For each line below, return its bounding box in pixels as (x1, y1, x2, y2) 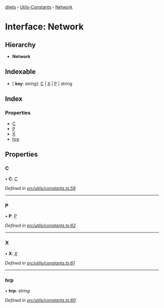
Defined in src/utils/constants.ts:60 (5, 297, 76, 303)
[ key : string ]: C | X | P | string (12, 81, 72, 86)
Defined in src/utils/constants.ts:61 (5, 260, 75, 266)
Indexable (5, 68, 36, 76)
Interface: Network (5, 21, 84, 32)
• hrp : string (5, 288, 30, 294)
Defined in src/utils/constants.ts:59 (5, 185, 76, 191)
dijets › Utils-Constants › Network (5, 4, 73, 10)
